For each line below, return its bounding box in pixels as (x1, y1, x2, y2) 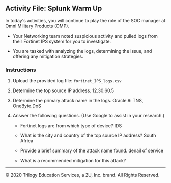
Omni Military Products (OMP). (5, 23, 70, 29)
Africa (20, 138, 34, 144)
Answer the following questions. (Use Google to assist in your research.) (12, 113, 165, 119)
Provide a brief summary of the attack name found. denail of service (20, 147, 164, 154)
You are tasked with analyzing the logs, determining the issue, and (12, 48, 152, 54)
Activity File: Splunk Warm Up (5, 4, 102, 13)
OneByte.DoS (12, 103, 42, 109)
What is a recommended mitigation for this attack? (20, 158, 126, 164)
